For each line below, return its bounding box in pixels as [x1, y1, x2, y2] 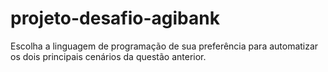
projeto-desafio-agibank [10, 7, 220, 30]
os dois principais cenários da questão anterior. [10, 50, 207, 62]
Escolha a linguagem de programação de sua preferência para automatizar [10, 40, 319, 52]
